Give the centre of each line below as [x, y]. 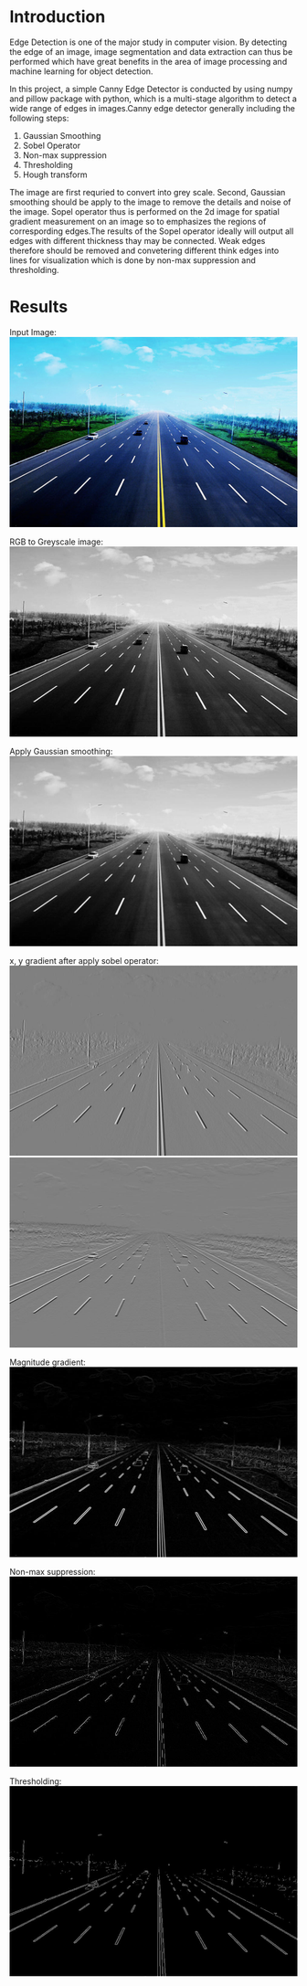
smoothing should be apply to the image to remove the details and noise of [150, 202]
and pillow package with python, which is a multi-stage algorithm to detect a [153, 99]
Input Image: [33, 332]
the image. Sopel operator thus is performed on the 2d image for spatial [145, 211]
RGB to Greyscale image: [56, 542]
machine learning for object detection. [81, 71]
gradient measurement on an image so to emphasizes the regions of [138, 221]
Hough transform [55, 174]
